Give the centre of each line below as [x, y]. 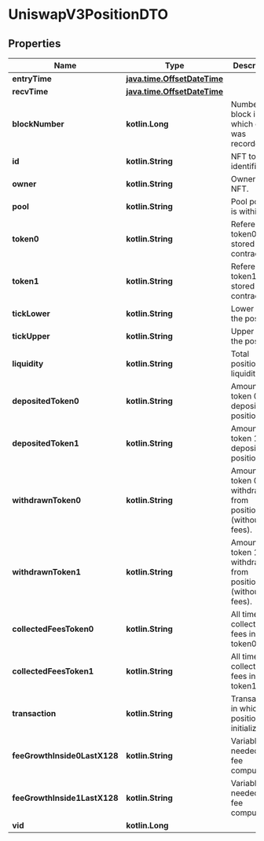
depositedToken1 [46, 443]
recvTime [30, 92]
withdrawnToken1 [46, 572]
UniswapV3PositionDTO [88, 15]
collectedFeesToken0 [53, 629]
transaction [34, 713]
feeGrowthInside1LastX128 [65, 798]
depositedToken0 [46, 401]
